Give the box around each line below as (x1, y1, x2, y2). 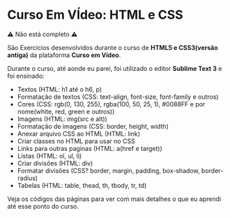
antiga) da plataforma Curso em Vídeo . (7, 51, 121, 59)
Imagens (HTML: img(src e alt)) (17, 115, 108, 123)
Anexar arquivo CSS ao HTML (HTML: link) (17, 129, 141, 138)
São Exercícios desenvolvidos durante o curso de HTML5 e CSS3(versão (7, 43, 218, 51)
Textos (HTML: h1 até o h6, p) (17, 85, 102, 93)
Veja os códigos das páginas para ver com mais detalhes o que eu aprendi (7, 195, 222, 203)
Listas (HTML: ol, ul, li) (17, 152, 82, 160)
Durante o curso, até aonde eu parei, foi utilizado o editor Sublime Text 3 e (7, 64, 222, 72)
